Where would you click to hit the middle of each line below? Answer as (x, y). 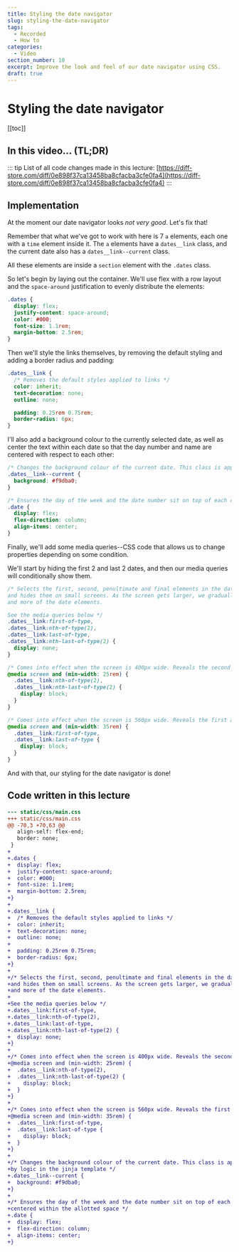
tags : (15, 27)
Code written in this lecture (69, 796)
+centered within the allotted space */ (68, 1209)
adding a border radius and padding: (61, 361)
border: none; (38, 839)
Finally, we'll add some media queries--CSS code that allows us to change (116, 547)
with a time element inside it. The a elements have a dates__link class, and (117, 244)
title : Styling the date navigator (60, 14)
